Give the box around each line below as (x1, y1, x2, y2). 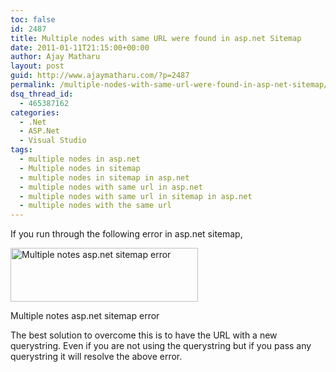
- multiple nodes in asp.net (19, 154, 141, 164)
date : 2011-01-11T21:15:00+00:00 (10, 42, 150, 53)
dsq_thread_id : (10, 89, 74, 99)
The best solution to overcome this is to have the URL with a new (10, 329, 278, 341)
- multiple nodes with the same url (19, 201, 172, 211)
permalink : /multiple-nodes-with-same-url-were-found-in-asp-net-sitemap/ (10, 80, 329, 90)
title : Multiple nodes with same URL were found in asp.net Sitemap (10, 33, 302, 43)
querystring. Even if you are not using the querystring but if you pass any (10, 340, 312, 352)
